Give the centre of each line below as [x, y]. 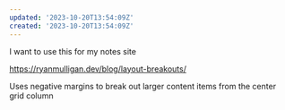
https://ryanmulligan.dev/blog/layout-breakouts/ [98, 69]
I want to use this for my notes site [73, 51]
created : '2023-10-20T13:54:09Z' [72, 26]
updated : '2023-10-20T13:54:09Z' [72, 17]
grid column [31, 96]
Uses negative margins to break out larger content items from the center [142, 86]
